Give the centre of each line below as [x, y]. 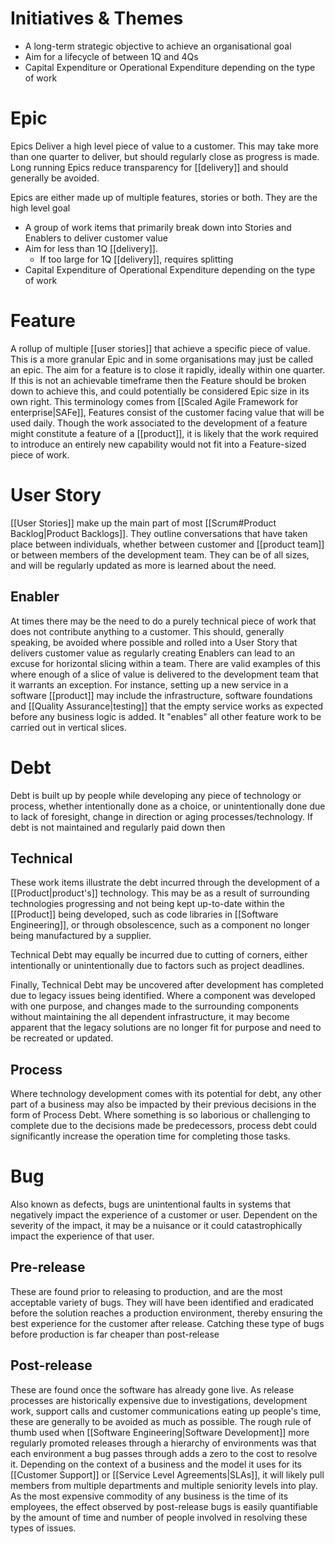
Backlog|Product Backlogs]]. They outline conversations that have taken [159, 533]
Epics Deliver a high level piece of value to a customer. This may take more [164, 146]
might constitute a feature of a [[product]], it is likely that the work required [164, 433]
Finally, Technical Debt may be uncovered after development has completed [167, 985]
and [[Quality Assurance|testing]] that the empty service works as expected [167, 706]
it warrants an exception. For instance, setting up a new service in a [149, 684]
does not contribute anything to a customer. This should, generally [147, 631]
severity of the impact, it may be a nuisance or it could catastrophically [156, 1226]
